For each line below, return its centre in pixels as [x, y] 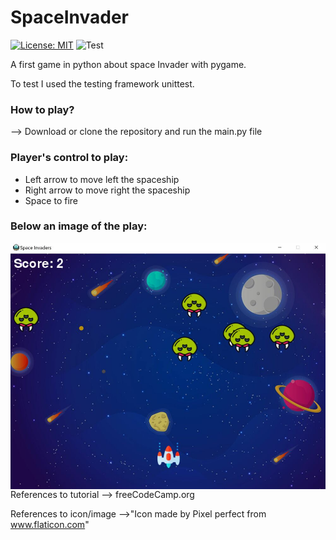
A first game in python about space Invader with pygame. [128, 64]
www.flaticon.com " [50, 525]
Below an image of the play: [79, 226]
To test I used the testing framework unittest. [102, 83]
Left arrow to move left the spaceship [102, 179]
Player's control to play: [69, 158]
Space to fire [51, 200]
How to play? [42, 109]
